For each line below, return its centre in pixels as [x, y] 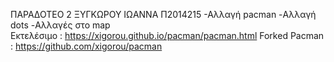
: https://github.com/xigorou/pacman [86, 46]
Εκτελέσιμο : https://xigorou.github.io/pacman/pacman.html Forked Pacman [167, 35]
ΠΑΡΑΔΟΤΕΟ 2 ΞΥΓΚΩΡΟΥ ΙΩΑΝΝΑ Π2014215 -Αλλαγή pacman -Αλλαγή [163, 14]
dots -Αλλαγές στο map [60, 25]
